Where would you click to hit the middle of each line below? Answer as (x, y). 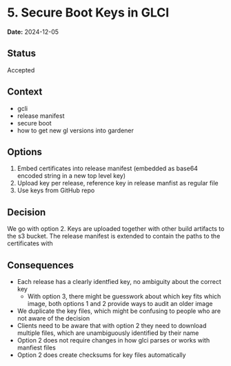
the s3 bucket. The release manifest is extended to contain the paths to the (114, 236)
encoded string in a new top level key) (71, 176)
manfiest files (37, 347)
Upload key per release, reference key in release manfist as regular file (118, 183)
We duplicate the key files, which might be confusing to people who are (119, 311)
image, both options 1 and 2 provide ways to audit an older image (120, 304)
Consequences (41, 265)
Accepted (21, 70)
